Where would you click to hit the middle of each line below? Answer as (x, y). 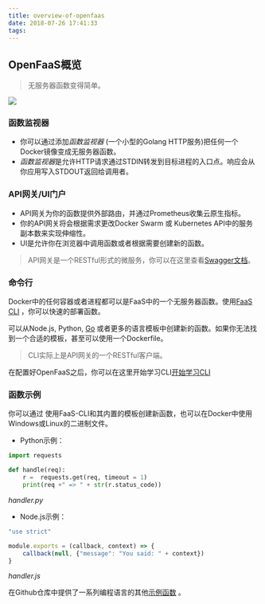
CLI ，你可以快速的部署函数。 (57, 312)
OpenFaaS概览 (45, 65)
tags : (17, 30)
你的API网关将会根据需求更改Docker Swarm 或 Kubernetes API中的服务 (136, 223)
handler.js (25, 576)
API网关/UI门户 (37, 194)
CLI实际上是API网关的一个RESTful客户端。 (97, 355)
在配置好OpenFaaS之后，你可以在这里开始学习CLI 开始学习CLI (109, 372)
